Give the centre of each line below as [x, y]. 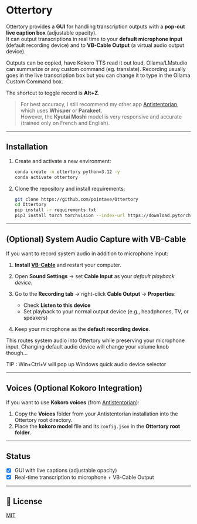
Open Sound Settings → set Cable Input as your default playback [94, 276]
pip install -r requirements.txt [55, 210]
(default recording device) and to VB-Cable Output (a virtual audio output [95, 45]
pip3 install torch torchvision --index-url [70, 216]
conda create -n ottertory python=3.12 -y [67, 172]
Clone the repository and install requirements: [70, 188]
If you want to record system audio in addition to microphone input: [87, 253]
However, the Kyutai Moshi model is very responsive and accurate [101, 116]
